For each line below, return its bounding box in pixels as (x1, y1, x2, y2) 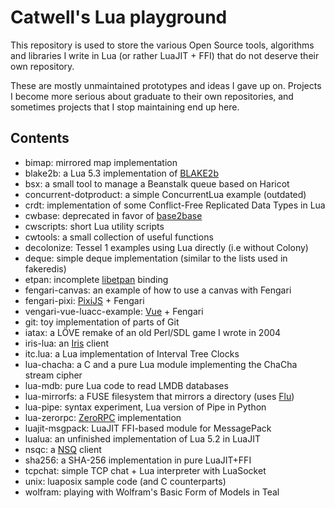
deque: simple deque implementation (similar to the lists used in (24, 252, 288, 264)
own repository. (10, 60, 75, 72)
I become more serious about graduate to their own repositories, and (10, 90, 294, 102)
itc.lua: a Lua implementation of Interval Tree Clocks (24, 347, 240, 360)
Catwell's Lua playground (10, 6, 228, 29)
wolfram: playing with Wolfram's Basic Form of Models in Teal (24, 486, 280, 498)
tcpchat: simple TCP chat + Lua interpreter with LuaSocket (24, 464, 267, 476)
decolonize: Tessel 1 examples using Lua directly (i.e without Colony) (24, 241, 309, 253)
